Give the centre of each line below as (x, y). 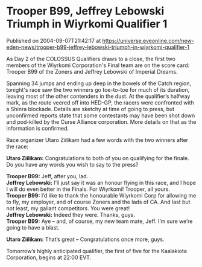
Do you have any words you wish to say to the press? (72, 164)
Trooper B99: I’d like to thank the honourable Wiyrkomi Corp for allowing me (101, 195)
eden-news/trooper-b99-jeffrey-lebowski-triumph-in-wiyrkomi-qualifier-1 (98, 47)
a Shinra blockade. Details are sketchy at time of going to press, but (90, 109)
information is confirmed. (38, 128)
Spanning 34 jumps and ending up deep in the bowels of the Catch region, (99, 83)
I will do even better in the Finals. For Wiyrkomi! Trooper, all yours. (88, 189)
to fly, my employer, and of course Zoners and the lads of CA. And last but (98, 202)
